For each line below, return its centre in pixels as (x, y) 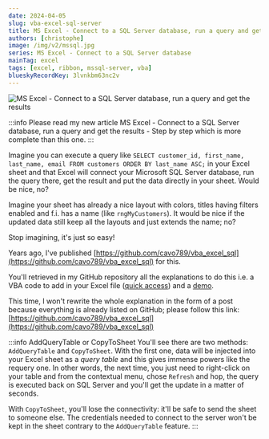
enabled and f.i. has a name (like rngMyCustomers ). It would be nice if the (127, 213)
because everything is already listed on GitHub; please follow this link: (124, 309)
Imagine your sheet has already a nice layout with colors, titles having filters (133, 205)
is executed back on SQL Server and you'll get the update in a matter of (126, 384)
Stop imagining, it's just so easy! (62, 237)
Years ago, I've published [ (52, 253)
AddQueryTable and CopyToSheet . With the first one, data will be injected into (132, 351)
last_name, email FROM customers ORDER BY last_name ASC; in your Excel (129, 163)
